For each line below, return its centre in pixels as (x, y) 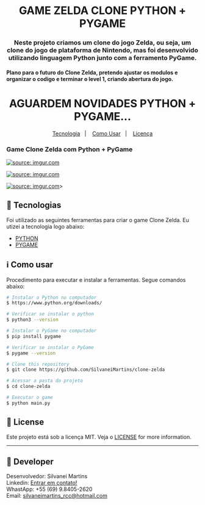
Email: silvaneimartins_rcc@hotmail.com (57, 496)
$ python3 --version (33, 320)
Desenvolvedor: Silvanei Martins (47, 476)
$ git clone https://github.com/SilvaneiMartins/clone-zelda (86, 370)
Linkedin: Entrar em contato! (42, 483)
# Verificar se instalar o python (50, 314)
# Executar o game (30, 398)
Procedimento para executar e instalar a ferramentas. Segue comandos (96, 280)
